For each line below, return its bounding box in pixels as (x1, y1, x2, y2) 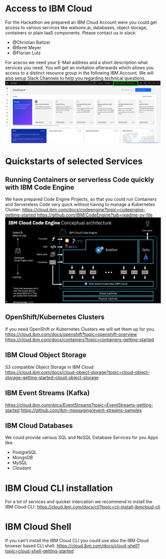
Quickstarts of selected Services (5, 156, 143, 167)
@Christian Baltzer (12, 39, 51, 45)
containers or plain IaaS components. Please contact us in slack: (5, 30, 137, 36)
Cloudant (12, 465, 31, 471)
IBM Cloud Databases (5, 421, 73, 430)
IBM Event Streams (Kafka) (5, 389, 90, 398)
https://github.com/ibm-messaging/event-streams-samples (20, 407, 142, 413)
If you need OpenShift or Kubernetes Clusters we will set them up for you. (5, 326, 156, 332)
